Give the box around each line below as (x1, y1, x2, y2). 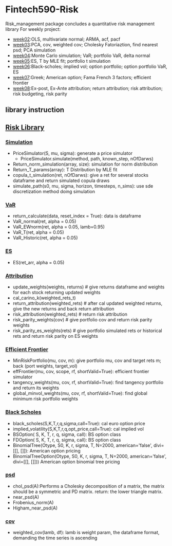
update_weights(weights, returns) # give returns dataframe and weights (12, 284, 165, 290)
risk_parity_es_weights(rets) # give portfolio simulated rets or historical (12, 327, 163, 334)
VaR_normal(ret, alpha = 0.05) (12, 219, 77, 225)
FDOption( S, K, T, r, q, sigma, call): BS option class (12, 436, 121, 443)
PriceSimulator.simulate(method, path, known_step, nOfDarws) (20, 156, 154, 162)
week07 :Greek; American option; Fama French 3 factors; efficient (12, 74, 151, 80)
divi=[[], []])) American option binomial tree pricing (12, 459, 120, 465)
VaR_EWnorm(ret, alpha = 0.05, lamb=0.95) (12, 224, 105, 230)
